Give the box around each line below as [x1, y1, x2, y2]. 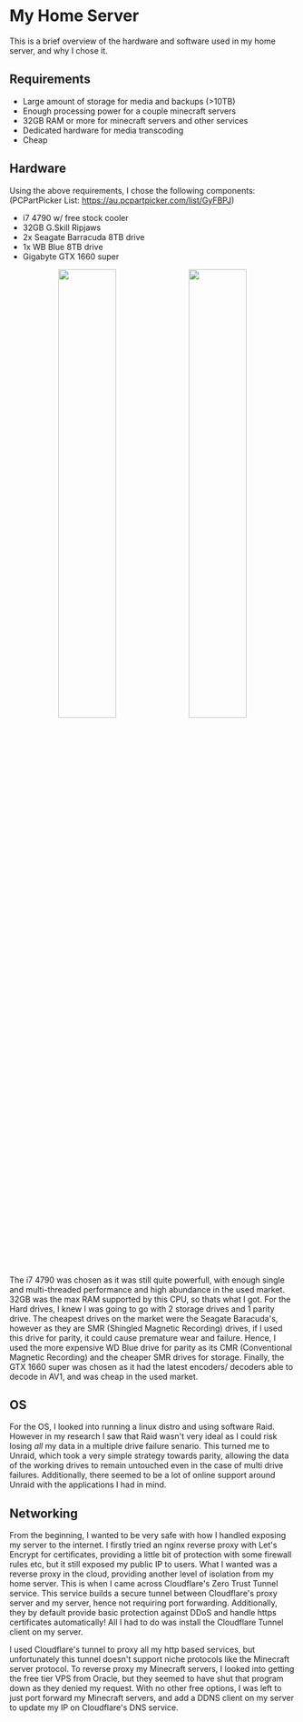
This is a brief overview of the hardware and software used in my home [9, 35, 277, 46]
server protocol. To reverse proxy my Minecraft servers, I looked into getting [9, 1664, 295, 1675]
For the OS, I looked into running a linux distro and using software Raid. [9, 1421, 275, 1433]
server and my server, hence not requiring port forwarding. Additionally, [9, 1597, 279, 1608]
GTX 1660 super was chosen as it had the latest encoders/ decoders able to [9, 1361, 293, 1372]
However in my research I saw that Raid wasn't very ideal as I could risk [9, 1431, 278, 1442]
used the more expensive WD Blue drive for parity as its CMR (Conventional [9, 1342, 293, 1353]
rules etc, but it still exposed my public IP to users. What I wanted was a [9, 1559, 279, 1570]
